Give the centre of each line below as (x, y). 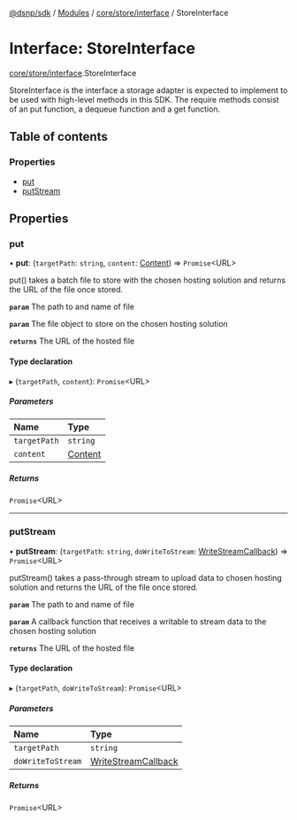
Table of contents (58, 137)
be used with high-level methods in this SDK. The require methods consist (145, 99)
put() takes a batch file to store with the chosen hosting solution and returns (147, 280)
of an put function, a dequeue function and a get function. (115, 109)
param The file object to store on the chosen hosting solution (118, 324)
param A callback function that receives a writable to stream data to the (138, 621)
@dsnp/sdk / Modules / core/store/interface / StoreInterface (119, 13)
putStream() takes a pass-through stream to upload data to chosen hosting (146, 577)
